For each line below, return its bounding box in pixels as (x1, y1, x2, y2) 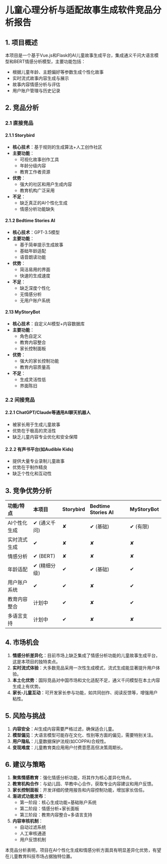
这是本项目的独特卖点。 (12, 658, 60, 665)
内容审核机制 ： (12, 818, 43, 824)
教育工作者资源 (19, 169, 51, 175)
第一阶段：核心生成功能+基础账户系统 (19, 799, 97, 805)
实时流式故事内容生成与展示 (12, 75, 69, 81)
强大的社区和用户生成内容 (19, 181, 72, 187)
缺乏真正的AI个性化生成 (19, 199, 68, 206)
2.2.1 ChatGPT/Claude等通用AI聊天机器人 (5, 410, 91, 416)
